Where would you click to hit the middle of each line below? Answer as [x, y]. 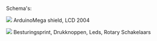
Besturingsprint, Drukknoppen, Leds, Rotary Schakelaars [82, 32]
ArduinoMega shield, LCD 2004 [51, 20]
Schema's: [19, 8]
